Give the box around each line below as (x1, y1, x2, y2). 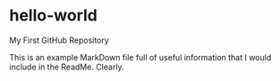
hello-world (9, 5, 98, 26)
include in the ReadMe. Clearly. (9, 61, 124, 72)
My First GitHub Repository (9, 35, 109, 45)
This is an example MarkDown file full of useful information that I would (9, 52, 272, 62)
